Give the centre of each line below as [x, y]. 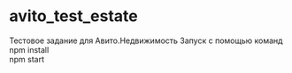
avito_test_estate [74, 16]
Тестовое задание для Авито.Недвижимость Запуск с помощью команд [146, 40]
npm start [27, 59]
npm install [29, 49]
